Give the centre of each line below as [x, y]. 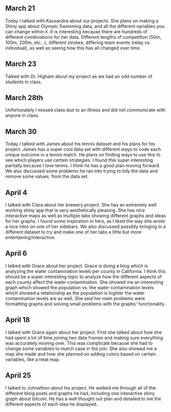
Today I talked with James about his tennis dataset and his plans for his [80, 144]
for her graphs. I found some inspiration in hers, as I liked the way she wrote [85, 221]
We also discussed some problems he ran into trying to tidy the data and [82, 171]
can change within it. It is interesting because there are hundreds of [77, 31]
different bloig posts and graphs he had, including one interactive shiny [80, 393]
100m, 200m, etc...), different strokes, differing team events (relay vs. [78, 42]
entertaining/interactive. [31, 238]
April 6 [16, 253]
